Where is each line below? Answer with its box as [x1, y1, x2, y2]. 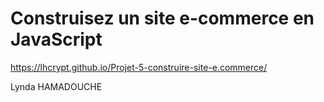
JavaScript [10, 28, 103, 51]
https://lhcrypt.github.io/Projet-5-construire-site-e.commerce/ [10, 61, 268, 73]
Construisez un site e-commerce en [10, 7, 315, 30]
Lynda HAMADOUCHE [10, 80, 103, 92]
